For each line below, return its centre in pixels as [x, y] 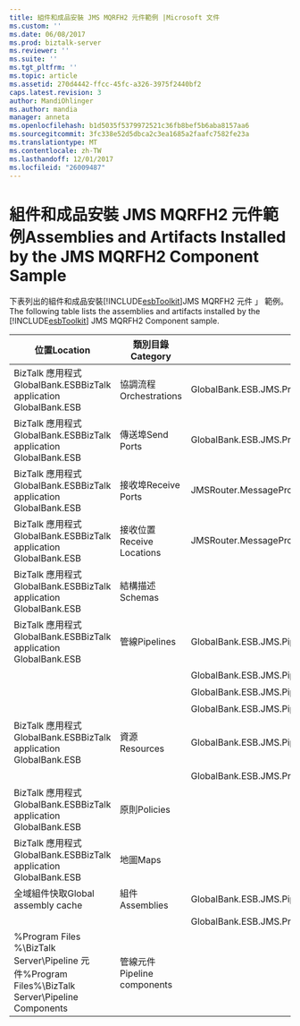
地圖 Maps [140, 860]
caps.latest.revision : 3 [55, 92]
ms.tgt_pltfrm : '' [43, 68]
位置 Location [62, 350]
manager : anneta [39, 117]
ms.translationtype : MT [54, 142]
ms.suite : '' [33, 59]
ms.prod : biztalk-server [55, 43]
